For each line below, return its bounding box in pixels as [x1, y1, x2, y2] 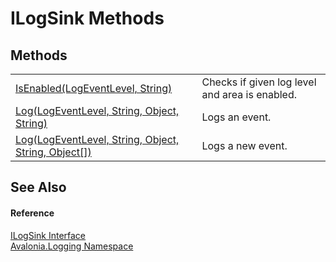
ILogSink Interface [10, 229, 87, 241]
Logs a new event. [201, 139, 288, 152]
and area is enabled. [201, 88, 297, 101]
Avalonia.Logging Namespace [10, 240, 134, 252]
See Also [10, 179, 67, 196]
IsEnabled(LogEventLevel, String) [15, 82, 173, 95]
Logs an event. [201, 110, 272, 124]
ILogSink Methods [10, 7, 165, 30]
